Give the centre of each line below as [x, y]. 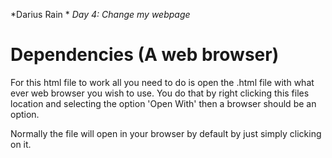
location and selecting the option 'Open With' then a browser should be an [163, 103]
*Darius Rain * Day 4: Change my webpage [100, 14]
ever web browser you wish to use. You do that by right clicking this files [160, 93]
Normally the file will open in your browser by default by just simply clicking [166, 133]
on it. [21, 144]
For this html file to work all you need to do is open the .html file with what [162, 82]
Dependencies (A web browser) [145, 55]
